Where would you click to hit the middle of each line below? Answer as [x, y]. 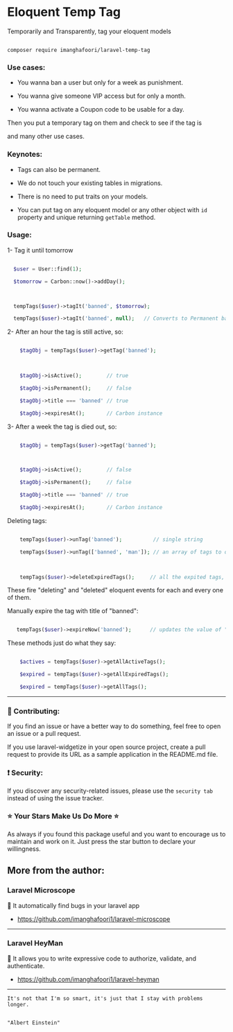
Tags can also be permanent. [59, 169]
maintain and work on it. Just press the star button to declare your [102, 841]
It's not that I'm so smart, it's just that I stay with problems [105, 998]
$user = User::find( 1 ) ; [48, 269]
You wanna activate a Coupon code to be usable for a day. [101, 110]
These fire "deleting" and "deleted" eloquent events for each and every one [115, 590]
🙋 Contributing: [34, 711]
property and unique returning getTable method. [86, 217]
